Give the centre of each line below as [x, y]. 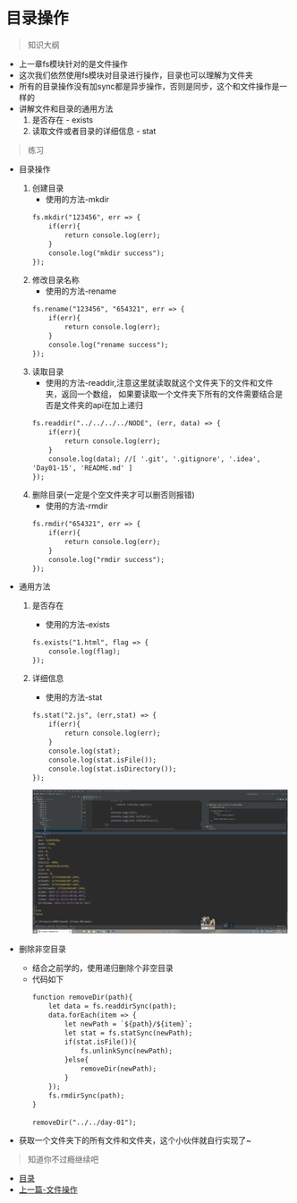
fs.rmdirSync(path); [87, 1096]
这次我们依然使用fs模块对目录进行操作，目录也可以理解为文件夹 [136, 75]
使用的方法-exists [77, 624]
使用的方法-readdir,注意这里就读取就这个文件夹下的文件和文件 [159, 382]
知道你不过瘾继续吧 [63, 1159]
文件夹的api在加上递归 [102, 405]
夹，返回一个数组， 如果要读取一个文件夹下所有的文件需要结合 [160, 394]
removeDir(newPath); [119, 1069]
